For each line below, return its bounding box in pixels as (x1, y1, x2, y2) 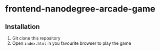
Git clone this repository (12, 35, 61, 41)
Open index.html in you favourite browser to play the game (12, 40, 132, 46)
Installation (5, 23, 40, 31)
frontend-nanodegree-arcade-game (5, 3, 156, 14)
